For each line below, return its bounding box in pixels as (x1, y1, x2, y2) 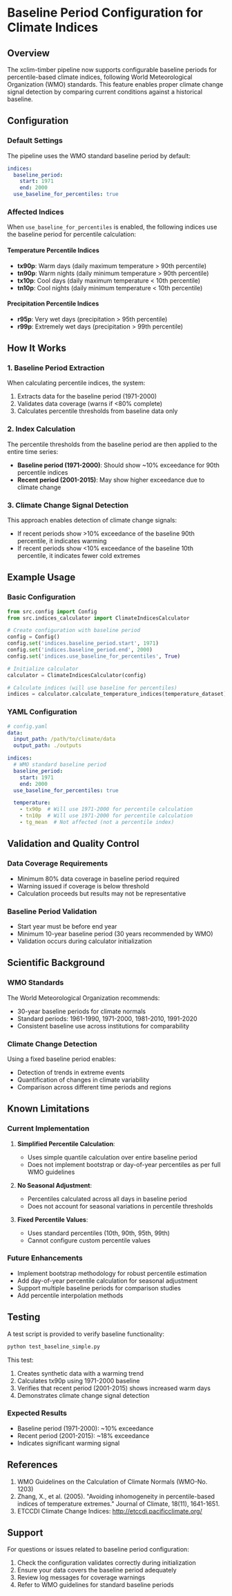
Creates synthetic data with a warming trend (17, 1369, 144, 1377)
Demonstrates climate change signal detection (17, 1391, 150, 1399)
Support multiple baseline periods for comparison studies (17, 1283, 182, 1292)
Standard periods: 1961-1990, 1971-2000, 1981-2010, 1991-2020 (17, 1014, 198, 1023)
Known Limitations (7, 1103, 90, 1115)
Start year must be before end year (17, 922, 117, 930)
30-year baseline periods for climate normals (17, 1007, 146, 1015)
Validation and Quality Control (7, 838, 139, 850)
